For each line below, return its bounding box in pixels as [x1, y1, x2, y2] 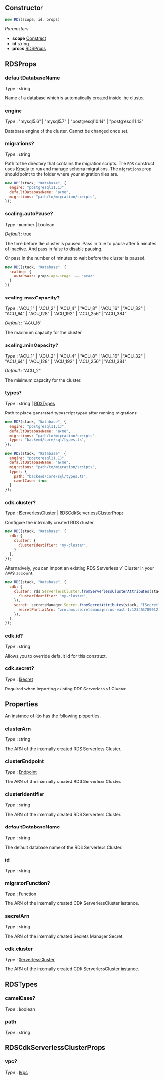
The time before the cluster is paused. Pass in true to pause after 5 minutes [5, 240, 157, 246]
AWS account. [5, 570, 34, 576]
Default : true [5, 231, 32, 237]
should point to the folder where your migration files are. [5, 171, 119, 177]
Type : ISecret [5, 676, 33, 682]
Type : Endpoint [5, 769, 37, 775]
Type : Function [5, 891, 37, 897]
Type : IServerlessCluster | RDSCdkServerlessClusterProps [5, 510, 124, 516]
